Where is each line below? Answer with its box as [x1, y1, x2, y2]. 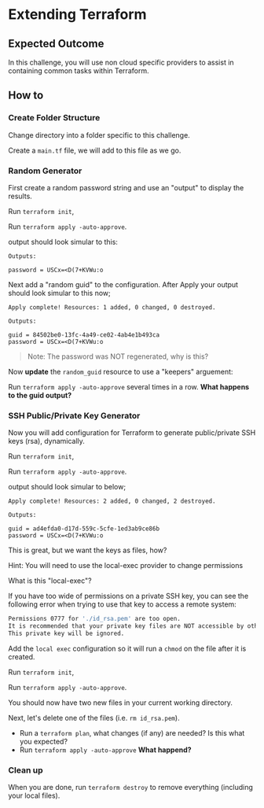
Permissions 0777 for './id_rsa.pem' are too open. [8, 615, 181, 623]
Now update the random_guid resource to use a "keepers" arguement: [8, 367, 233, 376]
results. [8, 191, 33, 201]
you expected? [19, 736, 68, 746]
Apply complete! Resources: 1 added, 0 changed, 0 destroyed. [8, 303, 216, 312]
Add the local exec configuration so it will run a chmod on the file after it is [8, 644, 247, 653]
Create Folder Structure [8, 113, 101, 124]
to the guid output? [8, 390, 72, 400]
